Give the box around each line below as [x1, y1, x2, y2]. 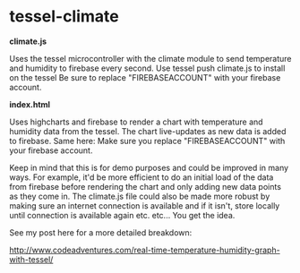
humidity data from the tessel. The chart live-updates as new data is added [9, 125, 287, 136]
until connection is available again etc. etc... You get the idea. [9, 209, 236, 220]
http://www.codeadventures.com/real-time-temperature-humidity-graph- [9, 244, 280, 255]
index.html [9, 98, 51, 109]
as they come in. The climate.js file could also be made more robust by [9, 191, 270, 201]
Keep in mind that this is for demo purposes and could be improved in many [9, 162, 289, 173]
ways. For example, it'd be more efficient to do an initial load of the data [9, 172, 274, 183]
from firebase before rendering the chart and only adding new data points [9, 181, 282, 192]
